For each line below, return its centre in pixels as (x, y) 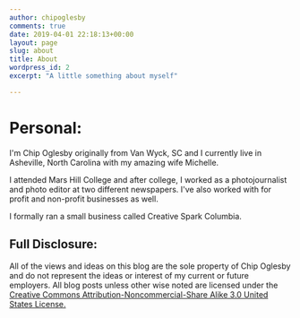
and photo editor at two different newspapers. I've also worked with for (140, 189)
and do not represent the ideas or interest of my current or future (129, 275)
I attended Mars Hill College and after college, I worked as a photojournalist (148, 179)
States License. (38, 304)
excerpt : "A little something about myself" (94, 76)
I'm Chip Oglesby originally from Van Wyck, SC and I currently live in (136, 152)
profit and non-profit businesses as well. (84, 199)
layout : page (34, 43)
